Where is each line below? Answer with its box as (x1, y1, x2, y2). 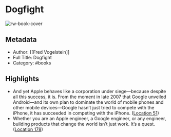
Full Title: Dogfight (12, 54, 52, 60)
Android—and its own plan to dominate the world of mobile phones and (12, 99, 164, 105)
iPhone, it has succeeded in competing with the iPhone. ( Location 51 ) (12, 110, 159, 116)
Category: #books (12, 60, 51, 66)
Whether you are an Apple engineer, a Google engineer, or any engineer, (12, 115, 166, 121)
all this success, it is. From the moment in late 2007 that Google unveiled (12, 94, 166, 100)
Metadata (5, 35, 37, 44)
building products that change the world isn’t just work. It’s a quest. (12, 121, 155, 127)
